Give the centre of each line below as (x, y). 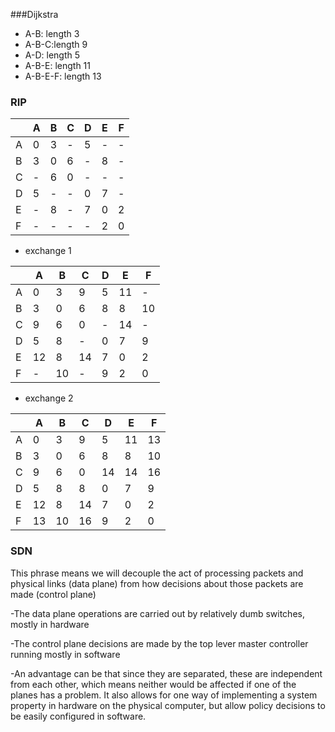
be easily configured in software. (78, 716)
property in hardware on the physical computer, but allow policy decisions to (168, 705)
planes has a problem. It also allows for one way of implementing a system (164, 695)
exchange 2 (49, 398)
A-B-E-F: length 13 (63, 76)
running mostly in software (65, 654)
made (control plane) (53, 594)
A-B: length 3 (52, 33)
